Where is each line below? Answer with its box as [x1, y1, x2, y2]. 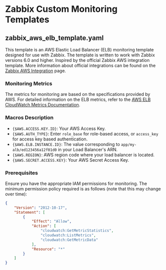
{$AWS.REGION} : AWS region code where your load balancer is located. [12, 152, 155, 158]
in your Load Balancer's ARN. [57, 146, 118, 152]
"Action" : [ [31, 224, 56, 228]
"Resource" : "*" [31, 246, 65, 252]
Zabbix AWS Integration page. [5, 68, 66, 74]
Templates [5, 14, 49, 25]
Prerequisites [5, 169, 38, 176]
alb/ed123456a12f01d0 [12, 147, 57, 152]
